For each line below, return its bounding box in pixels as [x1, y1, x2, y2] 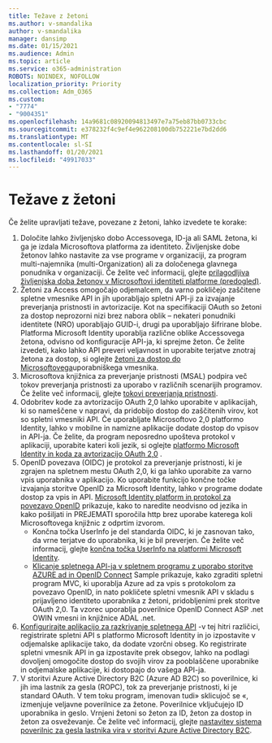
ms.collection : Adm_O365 [8, 87, 93, 96]
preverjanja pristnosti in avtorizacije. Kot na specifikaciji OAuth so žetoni [19, 302, 262, 312]
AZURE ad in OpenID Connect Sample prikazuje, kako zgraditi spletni [32, 570, 263, 580]
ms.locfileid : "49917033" [8, 155, 96, 163]
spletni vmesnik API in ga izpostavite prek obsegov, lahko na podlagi [19, 648, 250, 658]
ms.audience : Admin [8, 50, 75, 58]
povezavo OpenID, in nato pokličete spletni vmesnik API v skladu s [32, 587, 254, 597]
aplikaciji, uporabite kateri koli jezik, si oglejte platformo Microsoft [19, 441, 240, 450]
